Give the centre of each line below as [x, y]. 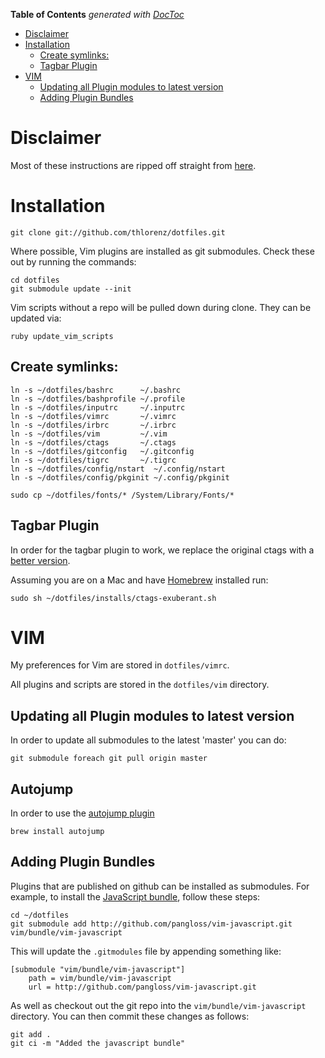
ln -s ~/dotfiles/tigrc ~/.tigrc [93, 460]
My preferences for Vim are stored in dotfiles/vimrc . [120, 665]
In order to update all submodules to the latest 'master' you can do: [148, 740]
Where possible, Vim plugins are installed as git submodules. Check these [162, 251]
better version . [40, 560]
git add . [31, 1034]
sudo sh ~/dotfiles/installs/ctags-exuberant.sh [113, 598]
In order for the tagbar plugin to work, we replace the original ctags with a [162, 550]
